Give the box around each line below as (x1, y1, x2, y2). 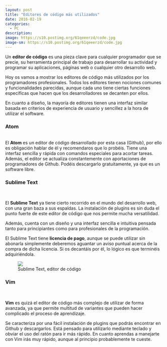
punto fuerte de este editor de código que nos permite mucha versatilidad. (5, 211, 159, 217)
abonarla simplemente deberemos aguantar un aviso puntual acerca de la (5, 241, 157, 247)
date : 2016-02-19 (5, 17, 42, 22)
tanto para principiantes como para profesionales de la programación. (5, 226, 149, 232)
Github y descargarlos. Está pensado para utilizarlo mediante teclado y (5, 325, 152, 331)
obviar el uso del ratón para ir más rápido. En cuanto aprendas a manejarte (5, 330, 159, 336)
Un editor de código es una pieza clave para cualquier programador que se (5, 54, 161, 60)
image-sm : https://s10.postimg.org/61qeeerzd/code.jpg (5, 40, 122, 45)
